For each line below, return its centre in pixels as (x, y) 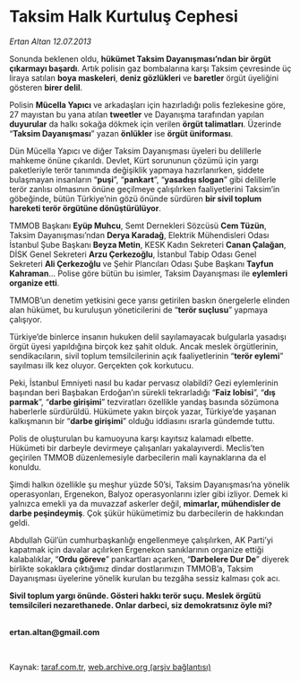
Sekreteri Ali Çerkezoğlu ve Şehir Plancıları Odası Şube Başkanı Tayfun (141, 263)
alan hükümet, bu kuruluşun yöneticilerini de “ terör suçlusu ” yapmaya (139, 310)
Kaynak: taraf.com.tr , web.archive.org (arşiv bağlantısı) (111, 667)
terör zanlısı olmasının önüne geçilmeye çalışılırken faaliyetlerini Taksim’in (145, 189)
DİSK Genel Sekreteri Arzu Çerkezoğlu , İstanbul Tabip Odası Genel (133, 254)
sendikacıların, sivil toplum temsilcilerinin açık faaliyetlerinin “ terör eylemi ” (146, 356)
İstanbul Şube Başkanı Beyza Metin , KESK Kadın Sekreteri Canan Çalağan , (148, 244)
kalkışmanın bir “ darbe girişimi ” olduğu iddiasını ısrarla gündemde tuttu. (142, 420)
